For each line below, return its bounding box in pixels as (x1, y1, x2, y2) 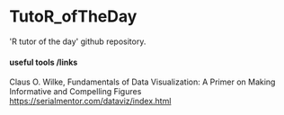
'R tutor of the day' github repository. (9, 36, 146, 47)
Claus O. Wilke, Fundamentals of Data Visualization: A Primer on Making (9, 76, 276, 87)
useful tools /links (9, 57, 78, 67)
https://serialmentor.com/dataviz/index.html (9, 96, 172, 107)
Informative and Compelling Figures (9, 86, 142, 97)
